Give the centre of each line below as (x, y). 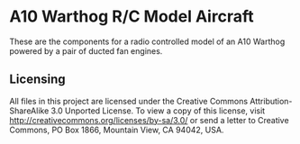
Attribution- (271, 101)
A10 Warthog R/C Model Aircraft (132, 17)
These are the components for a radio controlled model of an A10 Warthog (147, 41)
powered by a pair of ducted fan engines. (86, 50)
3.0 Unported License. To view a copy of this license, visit (158, 111)
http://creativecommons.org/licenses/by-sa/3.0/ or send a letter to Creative (150, 120)
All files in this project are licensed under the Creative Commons (129, 101)
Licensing (37, 80)
